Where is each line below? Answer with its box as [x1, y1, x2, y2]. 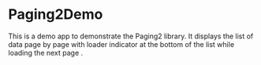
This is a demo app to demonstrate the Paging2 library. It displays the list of [8, 31, 254, 41]
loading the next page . [8, 48, 84, 57]
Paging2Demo [8, 5, 103, 23]
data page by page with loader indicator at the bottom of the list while [8, 39, 235, 49]
